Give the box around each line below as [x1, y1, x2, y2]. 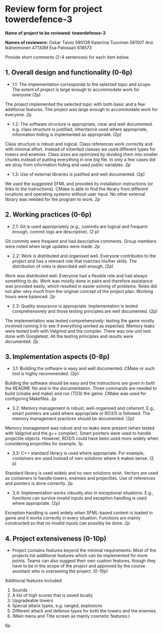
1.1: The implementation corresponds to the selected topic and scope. [12, 81, 152, 87]
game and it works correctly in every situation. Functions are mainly [5, 515, 141, 521]
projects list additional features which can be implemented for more [12, 553, 148, 559]
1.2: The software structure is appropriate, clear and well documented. [12, 121, 153, 127]
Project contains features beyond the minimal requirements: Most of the [12, 547, 157, 553]
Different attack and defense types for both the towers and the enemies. [12, 608, 157, 614]
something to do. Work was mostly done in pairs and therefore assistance [5, 278, 153, 284]
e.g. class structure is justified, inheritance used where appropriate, [12, 126, 148, 132]
